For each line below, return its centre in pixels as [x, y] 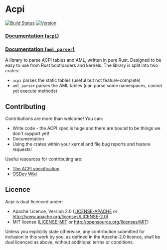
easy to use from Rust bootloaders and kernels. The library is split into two [82, 65]
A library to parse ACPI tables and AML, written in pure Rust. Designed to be [83, 60]
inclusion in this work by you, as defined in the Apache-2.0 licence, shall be [83, 237]
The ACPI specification [36, 168]
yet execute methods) [35, 91]
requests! [22, 149]
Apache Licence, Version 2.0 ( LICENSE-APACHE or [65, 211]
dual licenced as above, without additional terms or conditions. [70, 242]
